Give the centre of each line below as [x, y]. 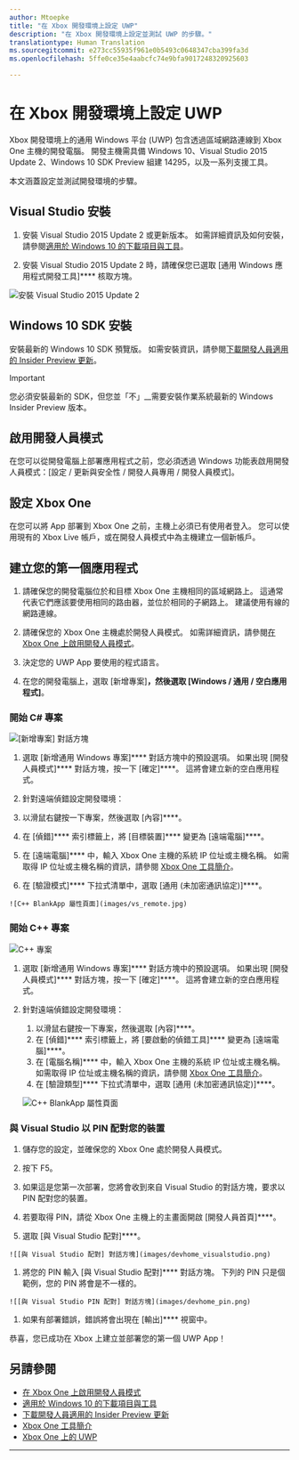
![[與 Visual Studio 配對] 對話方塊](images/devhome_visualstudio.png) [140, 1254]
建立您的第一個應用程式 [73, 568]
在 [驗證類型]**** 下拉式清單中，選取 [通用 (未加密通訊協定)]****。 [158, 1083]
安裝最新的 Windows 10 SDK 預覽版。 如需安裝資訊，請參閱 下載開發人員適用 [149, 349]
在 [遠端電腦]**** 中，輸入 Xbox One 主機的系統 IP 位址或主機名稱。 [147, 856]
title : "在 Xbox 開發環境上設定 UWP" [74, 26]
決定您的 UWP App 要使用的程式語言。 [93, 662]
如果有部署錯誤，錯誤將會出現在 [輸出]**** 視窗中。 [117, 1319]
